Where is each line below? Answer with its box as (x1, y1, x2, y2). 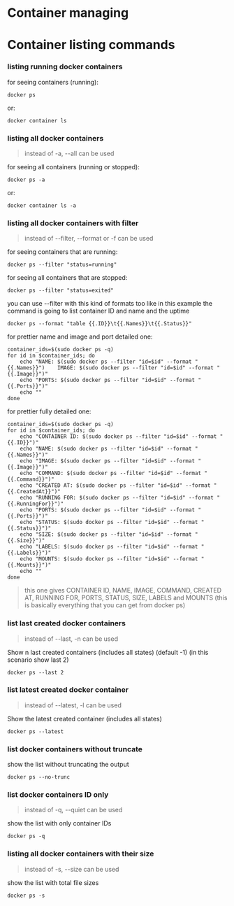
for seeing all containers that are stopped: (7, 274, 128, 282)
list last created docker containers (7, 618, 126, 628)
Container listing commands (7, 37, 175, 53)
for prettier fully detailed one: (7, 407, 92, 416)
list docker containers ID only (7, 790, 109, 800)
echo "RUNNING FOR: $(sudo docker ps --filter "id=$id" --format (20, 495, 214, 502)
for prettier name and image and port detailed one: (7, 332, 153, 341)
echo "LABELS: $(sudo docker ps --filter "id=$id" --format (20, 544, 198, 551)
